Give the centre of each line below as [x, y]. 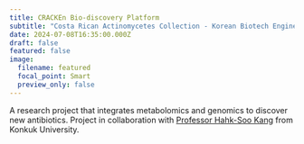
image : [22, 59]
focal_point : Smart [54, 76]
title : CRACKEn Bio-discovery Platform [85, 18]
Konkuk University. [44, 129]
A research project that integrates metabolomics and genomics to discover [148, 110]
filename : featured [54, 68]
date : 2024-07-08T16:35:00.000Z [70, 34]
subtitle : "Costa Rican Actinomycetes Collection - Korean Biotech [139, 26]
